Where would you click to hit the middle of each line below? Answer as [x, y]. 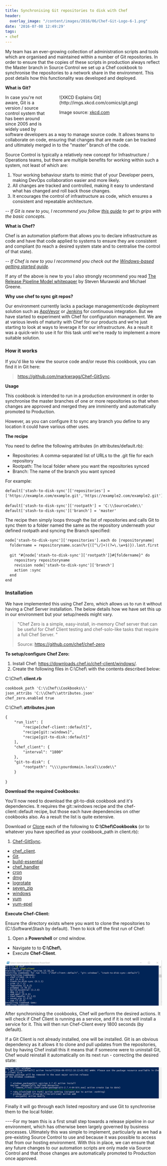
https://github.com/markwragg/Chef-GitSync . [64, 377]
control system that [25, 113]
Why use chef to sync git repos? [39, 296]
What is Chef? [20, 226]
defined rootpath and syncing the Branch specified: [58, 531]
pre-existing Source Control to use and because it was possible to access [81, 1137]
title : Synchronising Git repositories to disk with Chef [66, 10]
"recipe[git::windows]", [49, 732]
